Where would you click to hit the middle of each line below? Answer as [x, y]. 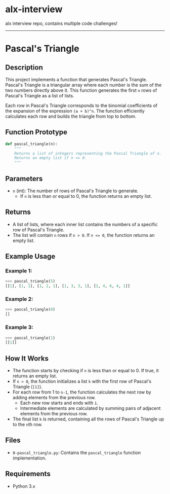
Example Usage [30, 256]
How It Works [27, 358]
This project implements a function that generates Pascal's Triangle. [76, 79]
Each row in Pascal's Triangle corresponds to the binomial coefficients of [81, 105]
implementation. [29, 458]
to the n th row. [28, 425]
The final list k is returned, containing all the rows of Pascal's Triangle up [88, 419]
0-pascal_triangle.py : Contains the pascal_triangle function [77, 452]
